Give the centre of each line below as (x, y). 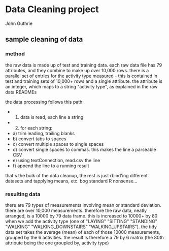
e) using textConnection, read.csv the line (56, 160)
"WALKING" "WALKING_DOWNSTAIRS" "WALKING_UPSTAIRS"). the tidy (81, 227)
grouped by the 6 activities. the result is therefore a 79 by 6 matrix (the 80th (84, 237)
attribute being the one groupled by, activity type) (57, 243)
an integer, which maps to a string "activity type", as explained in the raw (81, 86)
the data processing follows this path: (44, 102)
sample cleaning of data (44, 39)
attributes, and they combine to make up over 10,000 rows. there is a (77, 70)
